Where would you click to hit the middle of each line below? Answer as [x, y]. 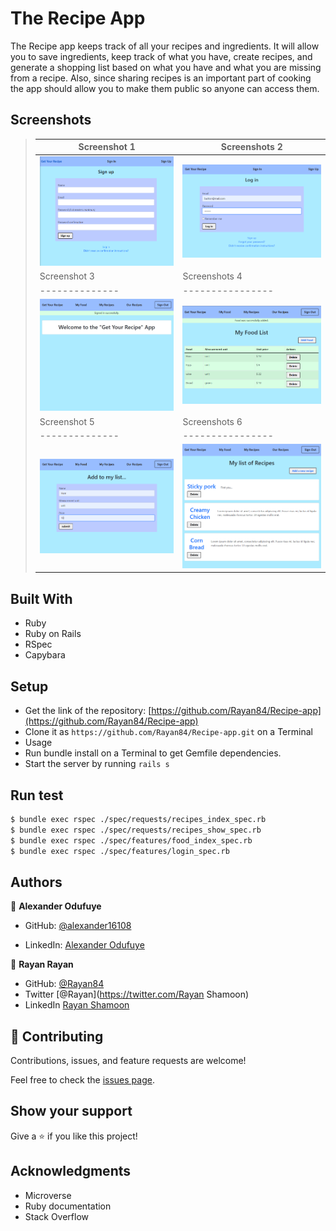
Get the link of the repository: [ [88, 711]
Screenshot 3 [67, 276]
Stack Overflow [57, 1216]
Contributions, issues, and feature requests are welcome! [128, 1061]
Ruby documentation [68, 1206]
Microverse [48, 1195]
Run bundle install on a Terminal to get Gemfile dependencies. [153, 753]
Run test [37, 795]
